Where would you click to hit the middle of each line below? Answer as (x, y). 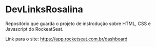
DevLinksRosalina (44, 9)
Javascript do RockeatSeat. (34, 29)
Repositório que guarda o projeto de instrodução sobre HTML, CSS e (78, 24)
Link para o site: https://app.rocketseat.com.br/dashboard (66, 39)
